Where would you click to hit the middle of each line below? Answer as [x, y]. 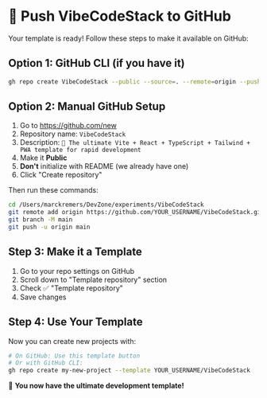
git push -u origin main [49, 227]
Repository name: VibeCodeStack [73, 134]
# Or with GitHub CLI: [46, 363]
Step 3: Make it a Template [75, 252]
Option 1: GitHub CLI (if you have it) [97, 63]
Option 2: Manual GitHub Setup [87, 107]
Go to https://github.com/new [68, 126]
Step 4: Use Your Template [75, 322]
